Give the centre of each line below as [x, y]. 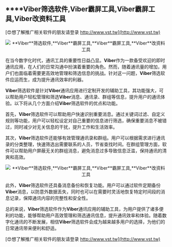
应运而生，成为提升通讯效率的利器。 [48, 79]
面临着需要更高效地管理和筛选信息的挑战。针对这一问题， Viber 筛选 [90, 73]
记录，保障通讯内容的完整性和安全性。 [50, 198]
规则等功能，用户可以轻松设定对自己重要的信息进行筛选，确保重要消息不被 [84, 120]
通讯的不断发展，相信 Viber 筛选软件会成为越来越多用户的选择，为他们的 [90, 221]
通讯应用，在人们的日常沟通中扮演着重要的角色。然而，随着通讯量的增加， [84, 67]
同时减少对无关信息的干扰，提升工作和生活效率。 [66, 127]
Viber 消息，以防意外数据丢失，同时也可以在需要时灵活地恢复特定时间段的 [83, 192]
